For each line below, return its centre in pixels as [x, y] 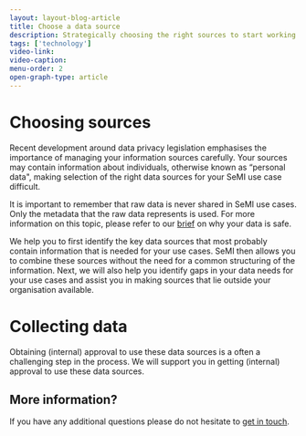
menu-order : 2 [37, 69]
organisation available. [52, 289]
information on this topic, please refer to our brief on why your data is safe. [151, 223]
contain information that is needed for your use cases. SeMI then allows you [153, 251]
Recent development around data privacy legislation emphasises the [138, 148]
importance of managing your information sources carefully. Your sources [148, 157]
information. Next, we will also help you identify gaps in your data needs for [152, 270]
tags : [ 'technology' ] [51, 43]
